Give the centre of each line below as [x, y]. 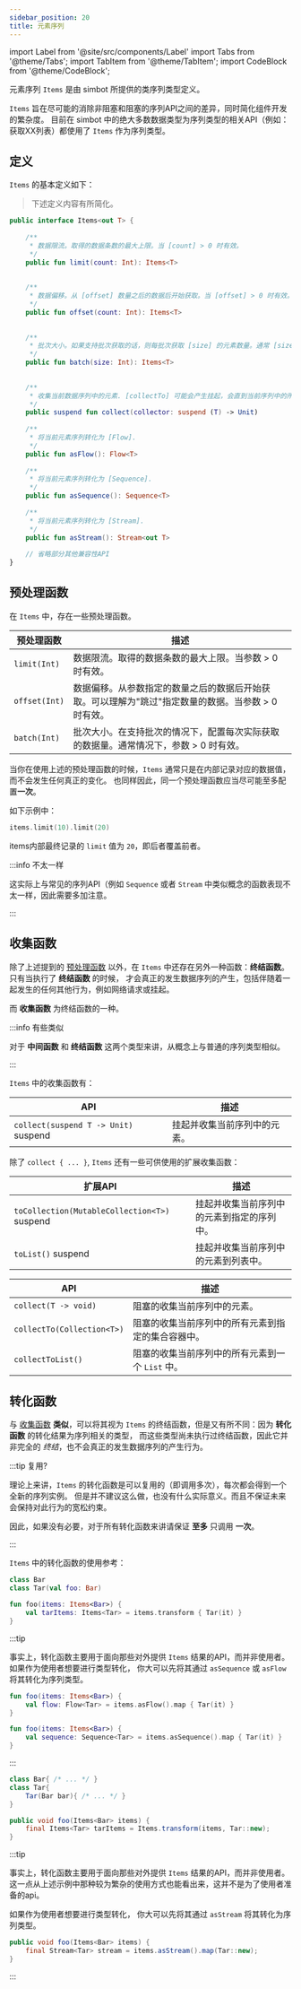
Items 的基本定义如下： [52, 185]
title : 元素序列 [37, 26]
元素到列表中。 [236, 1261]
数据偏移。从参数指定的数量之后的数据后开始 [168, 688]
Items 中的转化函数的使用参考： [68, 1563]
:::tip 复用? [28, 1466]
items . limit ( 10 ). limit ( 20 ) [60, 827]
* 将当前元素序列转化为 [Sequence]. [90, 479]
